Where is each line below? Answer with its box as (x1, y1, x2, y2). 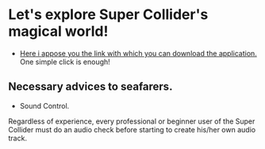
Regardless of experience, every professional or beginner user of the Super (8, 117, 255, 126)
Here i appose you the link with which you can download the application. (19, 48, 258, 58)
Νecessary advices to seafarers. (8, 80, 173, 94)
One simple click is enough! (19, 57, 111, 67)
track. (8, 133, 28, 143)
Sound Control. (19, 101, 70, 110)
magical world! (8, 22, 109, 40)
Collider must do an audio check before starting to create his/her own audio (8, 124, 256, 134)
